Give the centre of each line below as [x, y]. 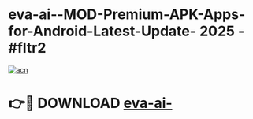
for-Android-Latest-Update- [102, 31]
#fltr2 [27, 48]
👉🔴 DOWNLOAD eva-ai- [90, 103]
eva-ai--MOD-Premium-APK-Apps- [127, 15]
